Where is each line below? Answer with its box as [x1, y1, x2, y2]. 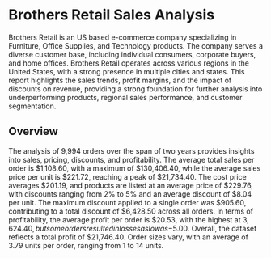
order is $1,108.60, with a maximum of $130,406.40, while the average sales [8, 163, 261, 173]
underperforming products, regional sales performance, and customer [8, 92, 243, 102]
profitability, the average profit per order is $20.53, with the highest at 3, [8, 214, 249, 224]
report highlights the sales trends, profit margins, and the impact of [8, 75, 232, 85]
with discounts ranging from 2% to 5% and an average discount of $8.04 [8, 188, 252, 199]
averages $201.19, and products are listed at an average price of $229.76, [8, 180, 253, 190]
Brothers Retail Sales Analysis [8, 6, 215, 24]
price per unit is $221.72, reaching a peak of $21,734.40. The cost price [8, 171, 247, 181]
